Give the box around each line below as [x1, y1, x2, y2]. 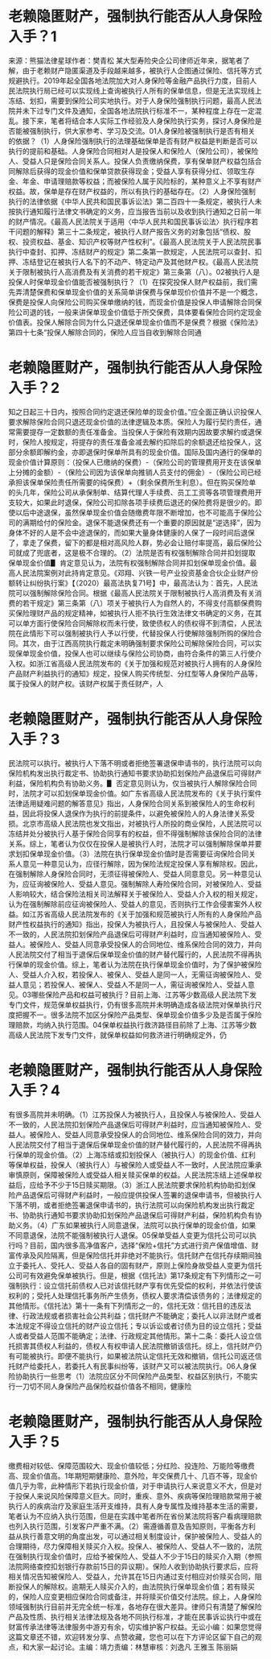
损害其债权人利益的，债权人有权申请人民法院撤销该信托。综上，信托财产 [14, 1341, 255, 1351]
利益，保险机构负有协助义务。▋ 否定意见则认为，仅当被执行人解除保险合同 [8, 778, 257, 788]
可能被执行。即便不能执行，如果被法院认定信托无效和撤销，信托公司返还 [14, 1351, 255, 1361]
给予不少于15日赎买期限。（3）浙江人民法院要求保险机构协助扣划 [35, 1180, 249, 1189]
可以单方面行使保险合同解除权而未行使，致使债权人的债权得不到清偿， [8, 618, 241, 628]
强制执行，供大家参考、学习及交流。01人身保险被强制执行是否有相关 [29, 126, 256, 135]
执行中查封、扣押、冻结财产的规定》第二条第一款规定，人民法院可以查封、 [8, 246, 255, 256]
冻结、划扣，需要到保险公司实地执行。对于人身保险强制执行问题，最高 [8, 96, 241, 105]
